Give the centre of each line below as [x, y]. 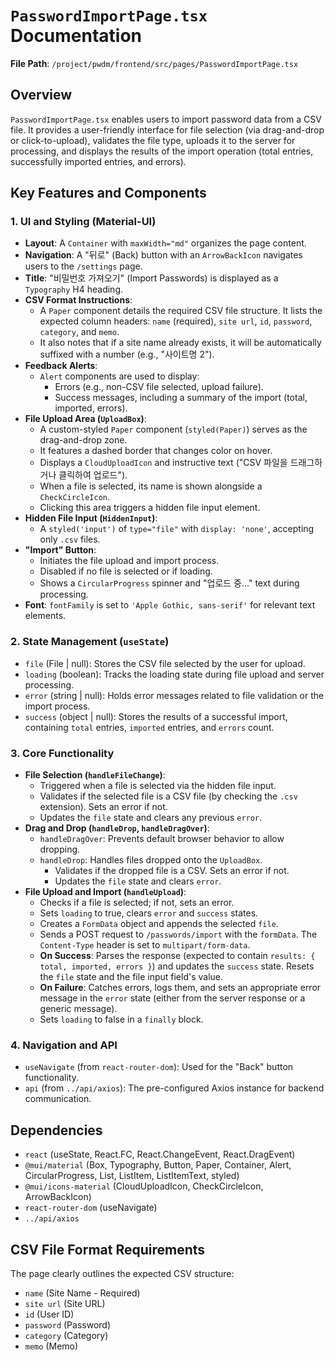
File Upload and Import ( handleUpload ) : [105, 892]
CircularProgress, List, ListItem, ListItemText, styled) [132, 1176]
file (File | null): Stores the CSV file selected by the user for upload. [165, 663]
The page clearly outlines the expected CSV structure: [122, 1273]
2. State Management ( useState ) [90, 642]
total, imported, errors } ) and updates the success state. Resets [177, 966]
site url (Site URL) [65, 1303]
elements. [45, 616]
